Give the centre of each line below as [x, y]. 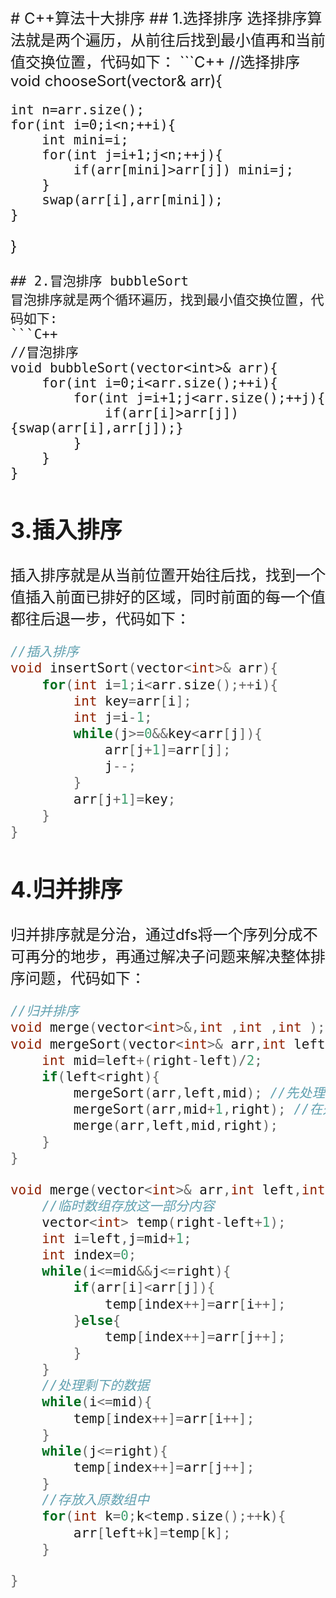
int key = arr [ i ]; [132, 701]
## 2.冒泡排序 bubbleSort [100, 281]
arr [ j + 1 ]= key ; [125, 799]
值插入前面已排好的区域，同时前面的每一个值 [168, 597]
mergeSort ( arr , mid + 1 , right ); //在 [198, 1109]
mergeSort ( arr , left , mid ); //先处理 [199, 1093]
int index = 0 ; [89, 1255]
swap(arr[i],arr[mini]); [132, 200]
